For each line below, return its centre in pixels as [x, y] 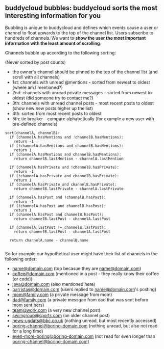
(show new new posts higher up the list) [52, 108]
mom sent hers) [28, 305]
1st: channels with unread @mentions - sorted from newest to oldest [81, 82]
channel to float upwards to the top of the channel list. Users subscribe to [79, 33]
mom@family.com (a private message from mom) [62, 295]
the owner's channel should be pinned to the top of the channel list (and [85, 72]
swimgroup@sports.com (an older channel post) [61, 315]
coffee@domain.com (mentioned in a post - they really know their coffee [85, 273]
